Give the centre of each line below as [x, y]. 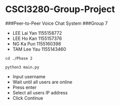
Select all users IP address [40, 92]
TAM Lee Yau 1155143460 [39, 49]
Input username [29, 76]
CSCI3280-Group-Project [60, 9]
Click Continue [28, 98]
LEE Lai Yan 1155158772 [37, 33]
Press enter [24, 87]
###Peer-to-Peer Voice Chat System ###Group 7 [56, 23]
